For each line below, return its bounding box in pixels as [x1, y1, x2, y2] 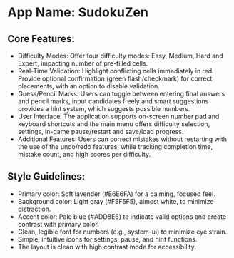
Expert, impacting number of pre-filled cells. [17, 59, 148, 68]
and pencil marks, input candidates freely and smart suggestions [17, 97, 209, 105]
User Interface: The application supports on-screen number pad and [17, 112, 220, 120]
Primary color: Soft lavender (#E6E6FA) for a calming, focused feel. [17, 190, 215, 198]
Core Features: [7, 33, 75, 45]
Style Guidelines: [7, 170, 86, 182]
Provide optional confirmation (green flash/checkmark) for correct [17, 74, 213, 83]
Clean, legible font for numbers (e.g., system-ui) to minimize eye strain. [17, 227, 228, 236]
